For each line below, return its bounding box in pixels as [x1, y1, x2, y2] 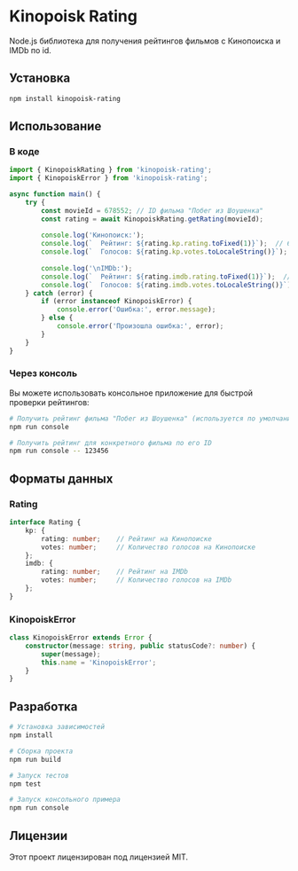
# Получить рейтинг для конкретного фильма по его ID [9, 438, 213, 447]
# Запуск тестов [9, 771, 69, 780]
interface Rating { [9, 518, 82, 527]
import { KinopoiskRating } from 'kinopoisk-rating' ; [9, 166, 213, 175]
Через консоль [9, 367, 78, 380]
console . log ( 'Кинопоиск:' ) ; [41, 231, 145, 240]
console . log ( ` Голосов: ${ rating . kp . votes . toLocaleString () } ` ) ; [41, 247, 288, 256]
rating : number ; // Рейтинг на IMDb [41, 568, 189, 577]
